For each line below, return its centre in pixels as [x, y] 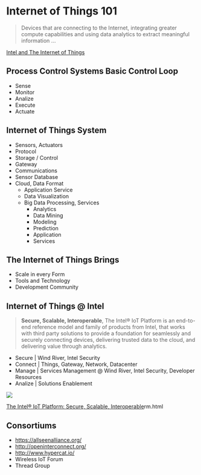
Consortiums [31, 425]
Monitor [25, 92]
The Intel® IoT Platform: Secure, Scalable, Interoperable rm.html [85, 407]
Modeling [45, 222]
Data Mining [48, 215]
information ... [38, 40]
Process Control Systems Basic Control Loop [92, 71]
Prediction [46, 228]
